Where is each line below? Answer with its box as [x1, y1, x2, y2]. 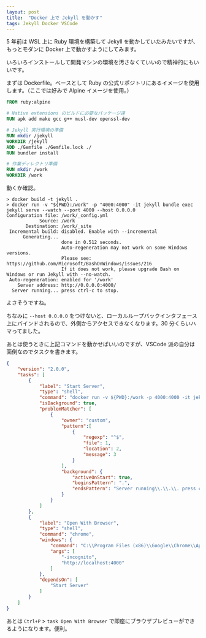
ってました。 [11, 327, 44, 335]
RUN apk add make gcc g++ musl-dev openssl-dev [6, 116, 131, 123]
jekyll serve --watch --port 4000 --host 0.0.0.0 [6, 207, 136, 213]
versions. [6, 250, 32, 256]
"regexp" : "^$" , [83, 435, 124, 441]
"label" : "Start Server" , [39, 383, 105, 389]
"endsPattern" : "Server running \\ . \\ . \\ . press [72, 485, 196, 492]
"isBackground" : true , [39, 400, 97, 406]
